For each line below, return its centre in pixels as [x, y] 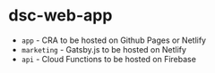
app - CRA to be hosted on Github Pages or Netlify [114, 40]
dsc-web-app [60, 16]
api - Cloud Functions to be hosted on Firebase [108, 59]
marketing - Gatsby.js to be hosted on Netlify [104, 49]
